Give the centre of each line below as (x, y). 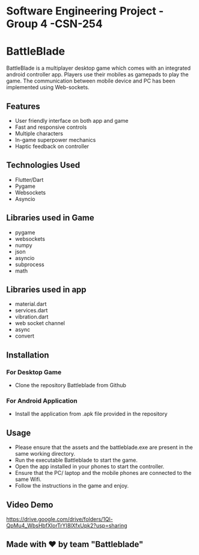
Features (23, 106)
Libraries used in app (46, 289)
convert (25, 336)
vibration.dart (32, 317)
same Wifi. (28, 479)
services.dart (31, 311)
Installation (28, 355)
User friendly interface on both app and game (72, 120)
